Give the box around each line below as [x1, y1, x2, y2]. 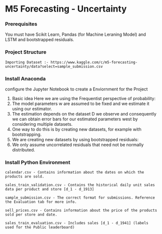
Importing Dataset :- [5, 59, 49, 65]
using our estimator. [12, 106, 52, 112]
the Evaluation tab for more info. [5, 200, 77, 205]
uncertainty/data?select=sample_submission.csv [5, 64, 103, 69]
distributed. [12, 147, 35, 153]
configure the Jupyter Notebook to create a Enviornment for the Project [5, 86, 148, 92]
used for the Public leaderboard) [5, 225, 75, 230]
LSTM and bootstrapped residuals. [5, 37, 74, 43]
